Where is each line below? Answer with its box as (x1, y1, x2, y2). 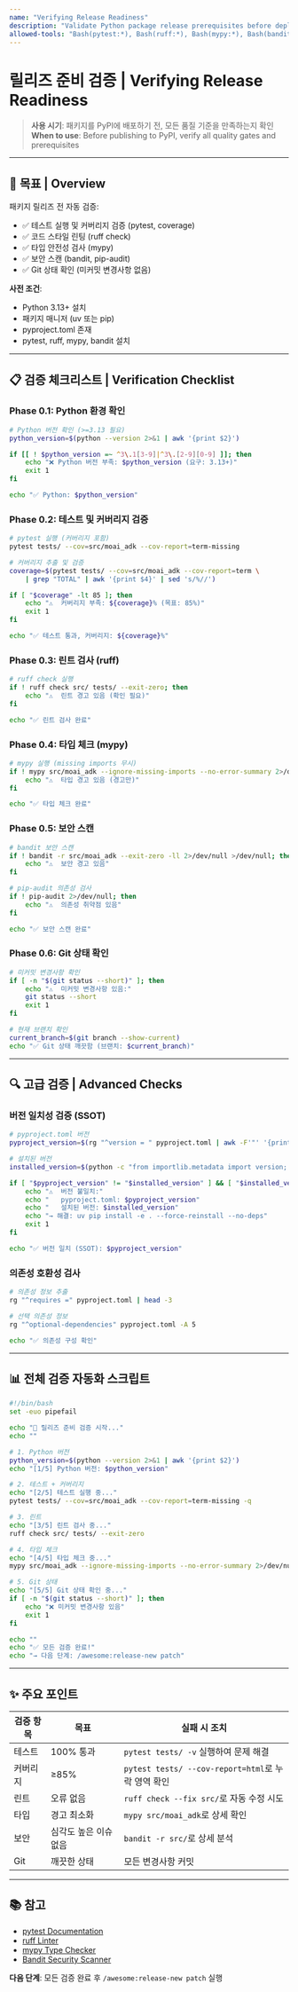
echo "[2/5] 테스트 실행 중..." (9, 1488, 118, 1498)
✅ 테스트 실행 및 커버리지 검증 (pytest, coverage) (21, 220, 195, 231)
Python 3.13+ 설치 (21, 303, 87, 313)
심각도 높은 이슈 (50, 1825, 114, 1838)
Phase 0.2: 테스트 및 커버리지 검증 (9, 513, 149, 525)
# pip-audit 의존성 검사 (9, 884, 91, 893)
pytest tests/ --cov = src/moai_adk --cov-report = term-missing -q (9, 1497, 252, 1506)
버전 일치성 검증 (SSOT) (9, 1109, 106, 1122)
